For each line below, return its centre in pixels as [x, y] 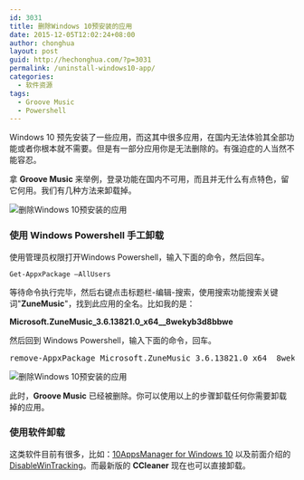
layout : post [34, 52]
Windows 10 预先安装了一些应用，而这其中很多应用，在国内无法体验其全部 [148, 138]
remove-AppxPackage [52, 358]
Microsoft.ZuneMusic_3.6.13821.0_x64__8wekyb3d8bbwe [121, 322]
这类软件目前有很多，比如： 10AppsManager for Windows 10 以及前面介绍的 [150, 454]
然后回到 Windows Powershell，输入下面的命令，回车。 [113, 340]
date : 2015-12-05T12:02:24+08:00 [72, 34]
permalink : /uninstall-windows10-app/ [82, 69]
